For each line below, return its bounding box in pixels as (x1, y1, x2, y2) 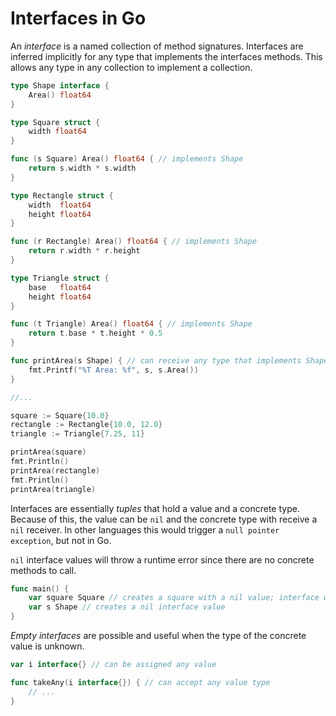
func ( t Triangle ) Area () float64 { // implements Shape (10, 319, 253, 329)
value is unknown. (10, 640, 85, 652)
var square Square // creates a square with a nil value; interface (28, 593, 320, 603)
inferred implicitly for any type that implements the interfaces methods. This (10, 50, 323, 62)
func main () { (10, 583, 70, 594)
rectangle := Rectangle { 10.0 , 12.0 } (10, 420, 163, 430)
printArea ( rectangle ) (10, 465, 101, 476)
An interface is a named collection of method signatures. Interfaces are (10, 40, 304, 52)
